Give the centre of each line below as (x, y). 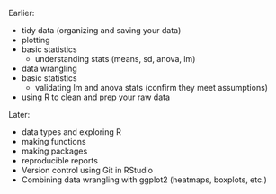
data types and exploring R (71, 132)
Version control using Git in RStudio (87, 170)
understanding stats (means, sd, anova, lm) (115, 59)
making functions (53, 141)
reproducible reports (59, 160)
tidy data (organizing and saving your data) (101, 30)
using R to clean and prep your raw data (96, 97)
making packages (54, 151)
